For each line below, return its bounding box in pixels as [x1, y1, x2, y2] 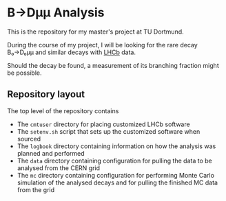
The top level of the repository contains [7, 106, 119, 115]
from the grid [17, 185, 55, 193]
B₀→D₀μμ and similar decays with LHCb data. [7, 48, 136, 56]
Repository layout [7, 88, 85, 100]
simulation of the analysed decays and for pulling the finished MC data [17, 178, 218, 187]
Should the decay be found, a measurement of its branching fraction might [7, 61, 219, 69]
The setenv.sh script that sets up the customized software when [17, 127, 201, 135]
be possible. [7, 69, 42, 77]
